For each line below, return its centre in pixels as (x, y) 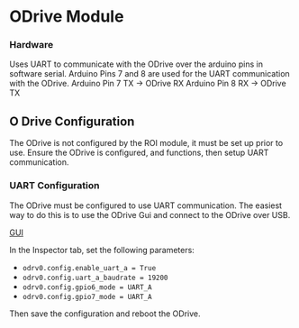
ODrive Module (67, 17)
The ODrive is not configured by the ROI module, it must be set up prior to (146, 143)
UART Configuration (54, 186)
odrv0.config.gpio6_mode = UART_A (87, 287)
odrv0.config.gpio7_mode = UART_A (87, 296)
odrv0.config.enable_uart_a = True (89, 268)
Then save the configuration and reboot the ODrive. (105, 314)
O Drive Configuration (72, 121)
